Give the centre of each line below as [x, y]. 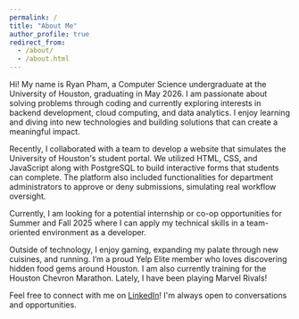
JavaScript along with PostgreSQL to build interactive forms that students [144, 168]
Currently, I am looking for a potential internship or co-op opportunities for [146, 213]
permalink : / [33, 17]
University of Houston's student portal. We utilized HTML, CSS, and [133, 158]
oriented [25, 232]
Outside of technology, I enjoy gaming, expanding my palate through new [144, 249]
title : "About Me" [43, 26]
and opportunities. [43, 305]
